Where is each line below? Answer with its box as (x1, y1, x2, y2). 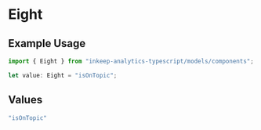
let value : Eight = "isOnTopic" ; (8, 71, 118, 79)
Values (8, 93, 43, 107)
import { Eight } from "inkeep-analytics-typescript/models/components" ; (8, 57, 255, 65)
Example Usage (8, 37, 86, 50)
